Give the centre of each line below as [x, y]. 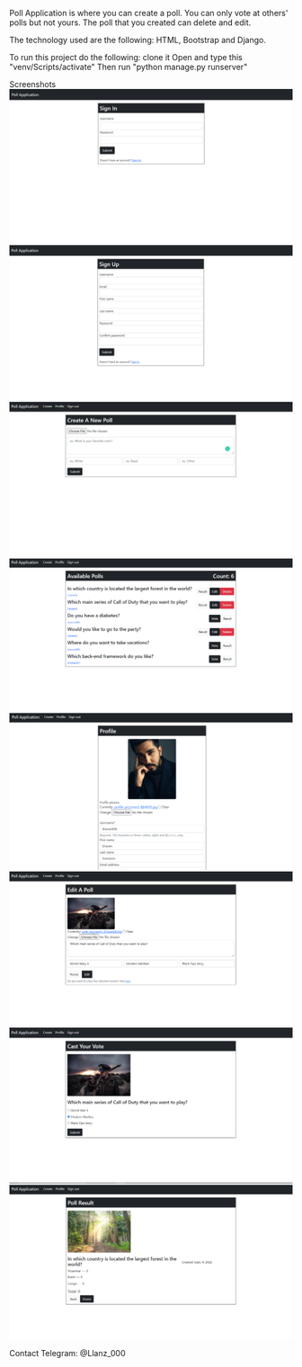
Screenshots [33, 84]
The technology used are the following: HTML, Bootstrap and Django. [138, 40]
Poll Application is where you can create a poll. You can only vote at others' [149, 13]
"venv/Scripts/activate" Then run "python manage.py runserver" [129, 67]
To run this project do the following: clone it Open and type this [126, 57]
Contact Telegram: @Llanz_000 [67, 1354]
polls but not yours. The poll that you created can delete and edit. [130, 22]
